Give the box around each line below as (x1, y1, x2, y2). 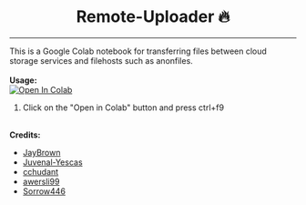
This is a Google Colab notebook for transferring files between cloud (9, 46, 267, 56)
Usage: (9, 75, 38, 86)
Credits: (9, 129, 41, 140)
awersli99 (22, 176, 60, 187)
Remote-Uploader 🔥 (76, 6, 230, 27)
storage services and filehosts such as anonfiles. (9, 55, 193, 66)
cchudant (22, 166, 59, 177)
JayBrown (22, 147, 61, 158)
